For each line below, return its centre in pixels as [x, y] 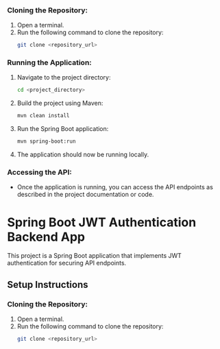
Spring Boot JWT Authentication [102, 222]
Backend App [46, 237]
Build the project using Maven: [60, 103]
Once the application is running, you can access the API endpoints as [115, 187]
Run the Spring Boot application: [63, 129]
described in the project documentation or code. [85, 195]
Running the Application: [50, 62]
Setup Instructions [48, 284]
